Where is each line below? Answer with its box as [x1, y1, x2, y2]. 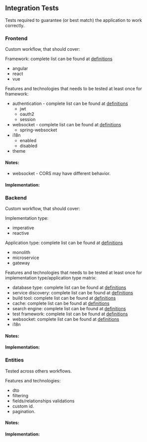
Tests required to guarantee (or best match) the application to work [5, 17, 142, 23]
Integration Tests [5, 4, 59, 12]
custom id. [12, 403, 34, 409]
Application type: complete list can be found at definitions [5, 240, 123, 246]
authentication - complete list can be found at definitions [12, 100, 128, 106]
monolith [12, 250, 31, 256]
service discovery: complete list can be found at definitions [12, 290, 134, 296]
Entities [5, 356, 24, 363]
